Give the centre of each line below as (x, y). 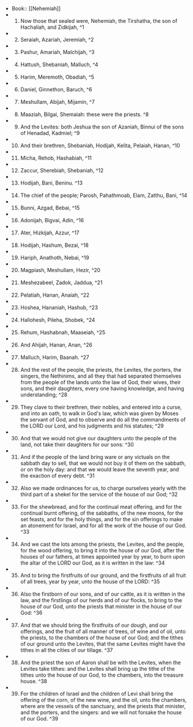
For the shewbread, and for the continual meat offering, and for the (101, 507)
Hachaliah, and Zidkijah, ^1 (52, 27)
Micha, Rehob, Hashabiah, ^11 (56, 158)
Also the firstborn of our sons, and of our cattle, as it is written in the (103, 594)
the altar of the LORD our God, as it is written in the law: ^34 (92, 563)
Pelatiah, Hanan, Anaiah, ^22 (55, 295)
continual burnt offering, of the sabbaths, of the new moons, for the (101, 513)
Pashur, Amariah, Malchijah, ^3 (57, 52)
